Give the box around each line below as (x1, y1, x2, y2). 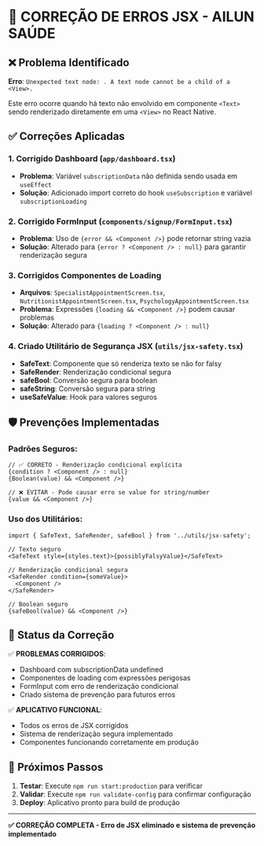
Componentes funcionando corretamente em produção (19, 738, 199, 747)
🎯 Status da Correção (8, 628, 115, 642)
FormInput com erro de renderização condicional (19, 682, 179, 691)
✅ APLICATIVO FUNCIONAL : (8, 705, 102, 715)
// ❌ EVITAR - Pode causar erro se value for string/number (8, 489, 210, 496)
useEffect (19, 181, 53, 189)
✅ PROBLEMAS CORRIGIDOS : (8, 649, 106, 659)
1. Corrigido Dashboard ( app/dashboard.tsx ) (8, 153, 176, 164)
